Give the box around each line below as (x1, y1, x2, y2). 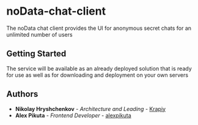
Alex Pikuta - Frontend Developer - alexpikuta (15, 112, 131, 119)
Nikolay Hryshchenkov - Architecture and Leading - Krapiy (15, 105, 166, 112)
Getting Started (6, 49, 67, 59)
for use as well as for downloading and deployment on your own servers (6, 71, 188, 79)
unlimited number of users (6, 30, 73, 38)
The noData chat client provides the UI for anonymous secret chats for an (6, 24, 191, 32)
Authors (6, 89, 38, 99)
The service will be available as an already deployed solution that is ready (6, 65, 193, 72)
